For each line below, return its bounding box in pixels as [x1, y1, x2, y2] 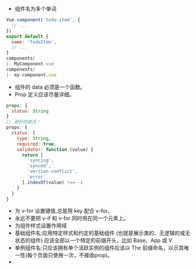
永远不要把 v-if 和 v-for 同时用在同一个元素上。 [14, 215, 129, 222]
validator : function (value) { [17, 147, 94, 153]
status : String [11, 108, 49, 114]
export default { [6, 33, 49, 40]
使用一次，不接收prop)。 [53, 252, 113, 259]
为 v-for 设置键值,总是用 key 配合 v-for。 [14, 208, 113, 215]
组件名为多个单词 [14, 5, 57, 12]
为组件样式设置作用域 [14, 222, 67, 229]
